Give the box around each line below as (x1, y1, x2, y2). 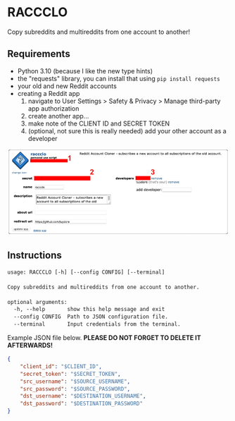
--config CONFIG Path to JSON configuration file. (13, 313, 169, 321)
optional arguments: (7, 298, 68, 305)
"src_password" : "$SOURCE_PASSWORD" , (20, 385, 131, 392)
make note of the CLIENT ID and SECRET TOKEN (27, 119, 170, 128)
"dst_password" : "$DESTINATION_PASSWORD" (20, 400, 143, 408)
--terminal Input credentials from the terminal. (13, 321, 181, 328)
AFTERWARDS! (7, 341, 53, 350)
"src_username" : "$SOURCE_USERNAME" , (20, 378, 131, 385)
